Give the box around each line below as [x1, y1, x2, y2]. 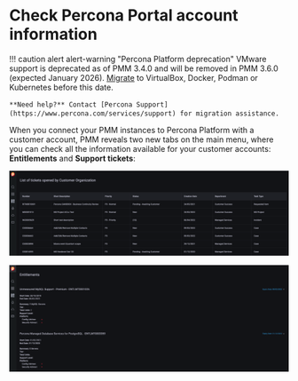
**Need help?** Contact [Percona [9, 99, 133, 109]
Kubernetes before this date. [9, 82, 114, 92]
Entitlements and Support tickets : [9, 153, 136, 163]
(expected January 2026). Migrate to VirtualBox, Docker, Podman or [9, 72, 259, 83]
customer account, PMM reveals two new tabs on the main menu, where [9, 134, 274, 145]
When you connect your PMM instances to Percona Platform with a [9, 124, 255, 135]
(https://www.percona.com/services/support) [9, 108, 176, 118]
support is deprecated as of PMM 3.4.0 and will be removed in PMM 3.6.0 [9, 63, 279, 74]
